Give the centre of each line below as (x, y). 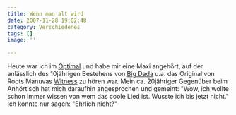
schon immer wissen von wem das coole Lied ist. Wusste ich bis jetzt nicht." (118, 97)
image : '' (22, 40)
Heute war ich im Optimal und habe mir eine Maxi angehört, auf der (105, 66)
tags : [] (20, 34)
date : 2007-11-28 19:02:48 (47, 20)
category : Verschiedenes (44, 27)
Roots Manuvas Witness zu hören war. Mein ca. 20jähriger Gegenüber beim (118, 81)
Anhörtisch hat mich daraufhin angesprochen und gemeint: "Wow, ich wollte (118, 89)
